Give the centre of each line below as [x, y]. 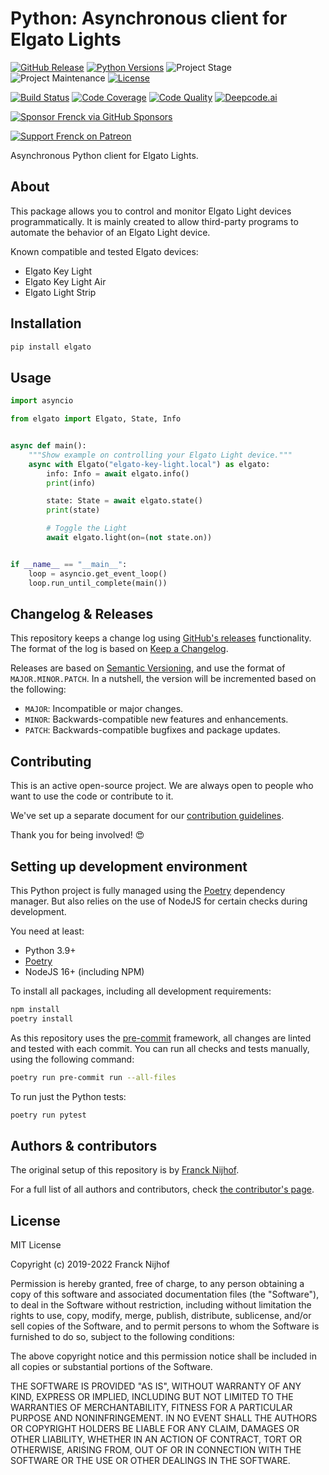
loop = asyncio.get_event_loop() [98, 573]
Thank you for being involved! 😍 [77, 835]
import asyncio [42, 401]
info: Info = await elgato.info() [118, 473]
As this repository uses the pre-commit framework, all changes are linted [161, 1038]
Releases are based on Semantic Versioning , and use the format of [148, 668]
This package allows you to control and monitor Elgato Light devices [151, 211]
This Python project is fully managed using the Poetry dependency [148, 890]
